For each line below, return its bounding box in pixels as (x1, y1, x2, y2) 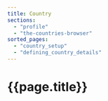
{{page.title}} (7, 79, 88, 95)
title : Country (7, 10, 52, 17)
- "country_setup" (13, 42, 68, 49)
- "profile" (13, 23, 49, 30)
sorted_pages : (7, 36, 49, 43)
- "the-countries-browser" (13, 29, 93, 37)
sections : (7, 17, 36, 24)
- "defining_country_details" (13, 49, 102, 56)
